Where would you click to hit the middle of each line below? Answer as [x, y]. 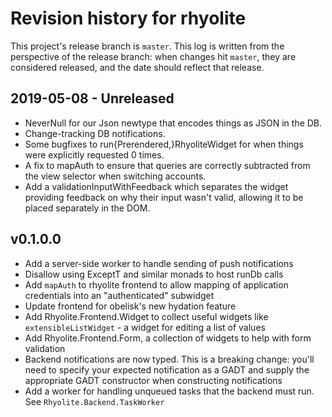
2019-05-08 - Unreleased [92, 98]
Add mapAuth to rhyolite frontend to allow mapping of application [156, 284]
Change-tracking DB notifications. [95, 133]
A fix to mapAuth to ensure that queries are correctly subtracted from [167, 165]
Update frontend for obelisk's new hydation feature [130, 306]
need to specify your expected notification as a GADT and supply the [167, 369]
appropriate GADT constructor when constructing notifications [153, 380]
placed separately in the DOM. [87, 208]
